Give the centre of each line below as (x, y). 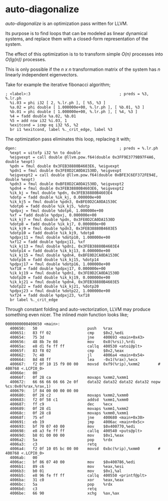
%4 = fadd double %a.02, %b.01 (43, 116)
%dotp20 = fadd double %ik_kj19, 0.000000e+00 (60, 277)
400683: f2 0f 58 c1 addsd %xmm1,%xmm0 (69, 400)
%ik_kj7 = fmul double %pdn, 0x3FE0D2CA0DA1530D (62, 219)
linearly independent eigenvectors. (42, 74)
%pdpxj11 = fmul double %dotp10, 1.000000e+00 (60, 237)
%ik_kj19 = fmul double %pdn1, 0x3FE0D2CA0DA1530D (65, 273)
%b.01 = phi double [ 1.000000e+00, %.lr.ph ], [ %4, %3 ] (74, 112)
